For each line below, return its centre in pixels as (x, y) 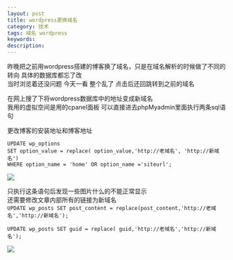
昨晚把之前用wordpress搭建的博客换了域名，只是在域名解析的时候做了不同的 (116, 66)
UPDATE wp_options (34, 144)
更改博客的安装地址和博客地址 (50, 130)
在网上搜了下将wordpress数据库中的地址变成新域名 (80, 98)
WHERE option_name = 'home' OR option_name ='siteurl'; (89, 164)
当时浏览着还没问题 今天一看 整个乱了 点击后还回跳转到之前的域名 (101, 84)
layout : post (26, 14)
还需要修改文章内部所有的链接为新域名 (62, 200)
